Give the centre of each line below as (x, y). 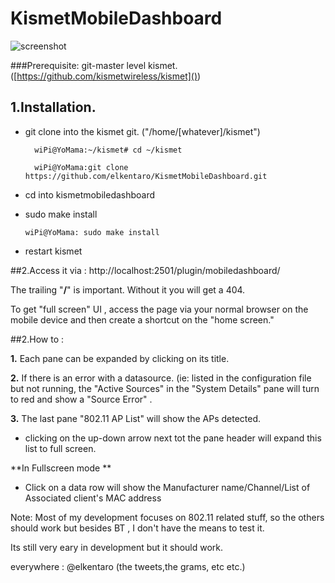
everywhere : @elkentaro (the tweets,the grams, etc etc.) (128, 566)
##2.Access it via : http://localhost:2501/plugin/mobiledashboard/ (145, 270)
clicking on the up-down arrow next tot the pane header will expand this (173, 438)
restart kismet (53, 251)
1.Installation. (53, 107)
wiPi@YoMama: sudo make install (92, 232)
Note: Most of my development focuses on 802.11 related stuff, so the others (167, 517)
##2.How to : (37, 339)
